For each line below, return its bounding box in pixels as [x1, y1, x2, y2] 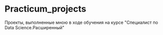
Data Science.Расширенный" [4, 24, 65, 30]
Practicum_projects [4, 3, 86, 15]
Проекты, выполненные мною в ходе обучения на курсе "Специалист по [4, 19, 158, 25]
